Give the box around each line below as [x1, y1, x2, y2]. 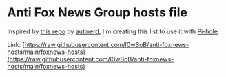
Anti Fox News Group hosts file [7, 5, 188, 20]
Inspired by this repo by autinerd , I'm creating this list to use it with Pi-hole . [7, 27, 220, 35]
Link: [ [7, 40, 25, 48]
